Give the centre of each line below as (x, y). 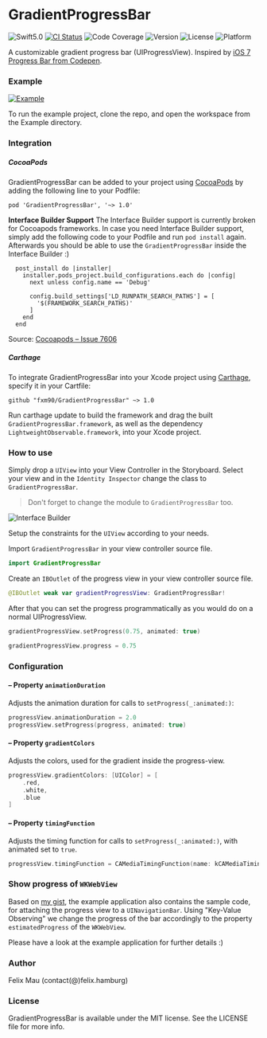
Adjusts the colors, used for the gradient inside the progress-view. (116, 760)
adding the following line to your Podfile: (74, 191)
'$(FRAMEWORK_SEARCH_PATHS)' (85, 304)
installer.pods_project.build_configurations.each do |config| (130, 276)
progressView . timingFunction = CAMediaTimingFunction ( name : (110, 864)
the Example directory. (45, 123)
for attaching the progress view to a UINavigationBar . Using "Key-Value (125, 910)
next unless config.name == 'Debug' (90, 283)
